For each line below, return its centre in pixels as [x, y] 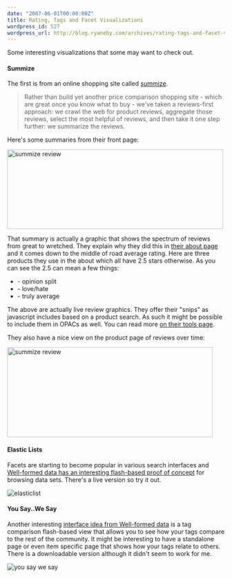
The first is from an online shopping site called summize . [88, 84]
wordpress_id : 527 [33, 26]
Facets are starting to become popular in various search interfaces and [108, 465]
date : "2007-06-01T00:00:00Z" [51, 13]
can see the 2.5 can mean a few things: [63, 268]
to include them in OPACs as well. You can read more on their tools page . [111, 324]
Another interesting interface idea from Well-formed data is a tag [99, 524]
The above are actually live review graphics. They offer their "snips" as [108, 310]
